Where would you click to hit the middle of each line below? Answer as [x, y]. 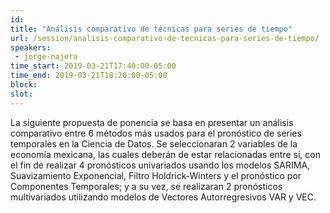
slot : [21, 94]
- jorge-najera [46, 57]
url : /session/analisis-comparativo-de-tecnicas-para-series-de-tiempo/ [165, 38]
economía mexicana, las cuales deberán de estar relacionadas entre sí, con [165, 154]
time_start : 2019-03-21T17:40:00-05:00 [93, 66]
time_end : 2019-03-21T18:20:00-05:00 [89, 76]
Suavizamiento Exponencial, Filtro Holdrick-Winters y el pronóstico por [156, 175]
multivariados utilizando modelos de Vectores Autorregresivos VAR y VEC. [163, 197]
